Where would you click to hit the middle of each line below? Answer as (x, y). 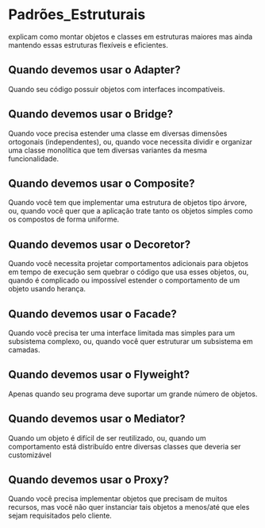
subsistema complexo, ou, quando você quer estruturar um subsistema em (131, 341)
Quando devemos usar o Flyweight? (99, 375)
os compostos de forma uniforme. (64, 219)
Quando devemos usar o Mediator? (97, 419)
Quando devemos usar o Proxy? (88, 480)
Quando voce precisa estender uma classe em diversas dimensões (118, 133)
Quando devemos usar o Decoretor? (100, 244)
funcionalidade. (34, 158)
